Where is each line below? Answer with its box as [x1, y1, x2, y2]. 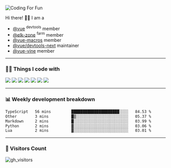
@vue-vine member [12, 48, 55, 54]
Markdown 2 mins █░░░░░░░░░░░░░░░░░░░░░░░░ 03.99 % [5, 118, 152, 124]
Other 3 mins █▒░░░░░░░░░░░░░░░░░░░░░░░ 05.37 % [5, 114, 152, 119]
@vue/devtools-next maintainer [12, 42, 79, 49]
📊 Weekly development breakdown [5, 95, 95, 103]
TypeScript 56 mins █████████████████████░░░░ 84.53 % [5, 109, 152, 114]
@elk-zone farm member [12, 31, 64, 38]
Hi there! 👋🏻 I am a [5, 15, 44, 20]
